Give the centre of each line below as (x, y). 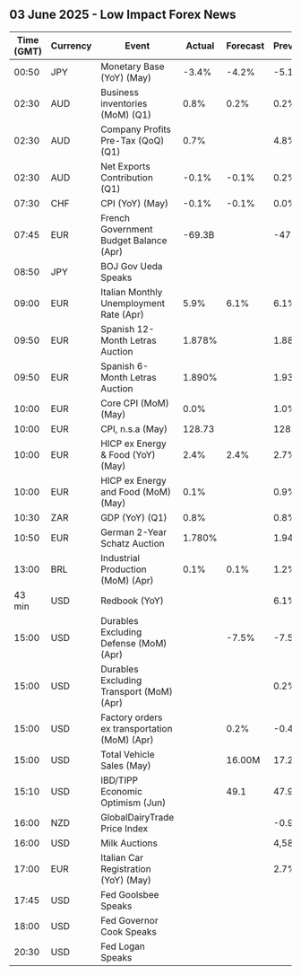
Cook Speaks (128, 931)
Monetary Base (132, 66)
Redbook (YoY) (132, 601)
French (115, 217)
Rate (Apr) (122, 314)
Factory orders (131, 717)
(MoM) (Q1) (126, 114)
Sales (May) (125, 765)
